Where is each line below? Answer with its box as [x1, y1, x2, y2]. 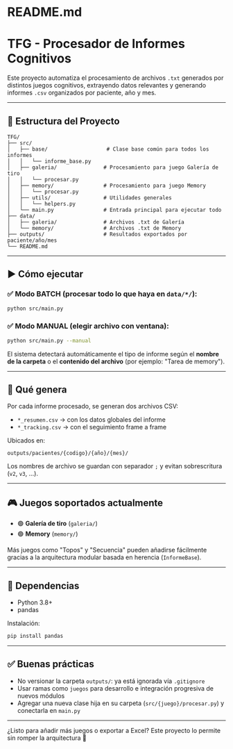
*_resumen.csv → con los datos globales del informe [17, 415, 166, 424]
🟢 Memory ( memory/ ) [17, 529, 78, 538]
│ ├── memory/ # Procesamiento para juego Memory [7, 182, 207, 189]
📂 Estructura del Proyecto [7, 115, 120, 127]
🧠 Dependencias [7, 579, 80, 591]
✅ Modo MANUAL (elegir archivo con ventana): [7, 321, 169, 331]
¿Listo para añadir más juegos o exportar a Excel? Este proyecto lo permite [7, 726, 221, 734]
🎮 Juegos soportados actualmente [7, 497, 164, 509]
